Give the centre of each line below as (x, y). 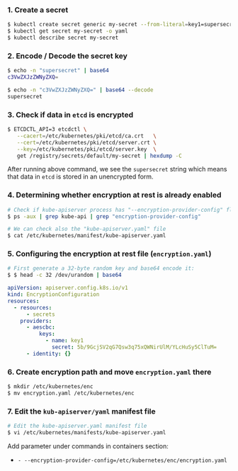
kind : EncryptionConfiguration (53, 295)
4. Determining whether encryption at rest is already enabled (114, 195)
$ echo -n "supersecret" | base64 (58, 71)
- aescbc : (40, 327)
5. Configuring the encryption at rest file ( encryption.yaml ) (109, 254)
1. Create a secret (38, 10)
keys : (47, 334)
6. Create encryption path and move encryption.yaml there (109, 372)
